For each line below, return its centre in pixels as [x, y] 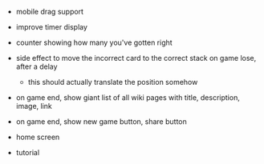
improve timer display [52, 27]
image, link [34, 106]
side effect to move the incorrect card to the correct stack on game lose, [136, 58]
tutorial [28, 152]
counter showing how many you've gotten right [94, 42]
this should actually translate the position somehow [113, 82]
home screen [38, 137]
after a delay [37, 66]
